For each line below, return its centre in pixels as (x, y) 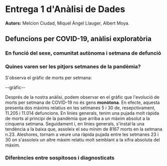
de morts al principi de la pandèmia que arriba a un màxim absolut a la (77, 118)
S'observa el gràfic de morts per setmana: (49, 77)
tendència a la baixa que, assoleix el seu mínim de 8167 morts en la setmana (84, 129)
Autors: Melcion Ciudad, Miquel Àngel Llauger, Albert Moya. (67, 23)
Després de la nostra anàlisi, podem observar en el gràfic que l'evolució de (82, 97)
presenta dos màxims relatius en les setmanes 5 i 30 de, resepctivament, (80, 108)
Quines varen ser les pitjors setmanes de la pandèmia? (73, 67)
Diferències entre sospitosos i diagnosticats (60, 158)
